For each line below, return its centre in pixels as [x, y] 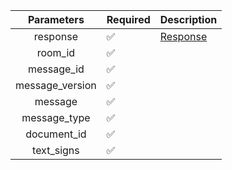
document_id [56, 134]
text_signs [56, 150]
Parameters [56, 19]
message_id [56, 69]
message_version [56, 85]
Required [128, 19]
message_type [56, 117]
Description [188, 19]
